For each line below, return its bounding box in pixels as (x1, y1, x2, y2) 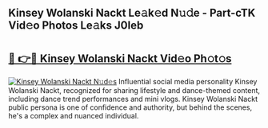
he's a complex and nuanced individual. (8, 111, 139, 120)
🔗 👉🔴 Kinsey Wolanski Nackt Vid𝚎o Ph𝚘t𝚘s (8, 52, 232, 65)
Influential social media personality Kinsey (118, 77, 258, 86)
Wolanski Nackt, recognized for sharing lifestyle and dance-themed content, (8, 86, 261, 95)
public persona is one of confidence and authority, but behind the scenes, (8, 103, 253, 112)
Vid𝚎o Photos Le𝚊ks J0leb (8, 19, 144, 33)
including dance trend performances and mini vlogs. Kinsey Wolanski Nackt (8, 95, 258, 103)
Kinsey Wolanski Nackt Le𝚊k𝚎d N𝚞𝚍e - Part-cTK (8, 6, 256, 20)
